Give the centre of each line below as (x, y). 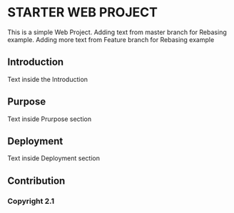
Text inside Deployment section (54, 158)
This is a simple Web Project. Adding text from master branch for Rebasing (117, 32)
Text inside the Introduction (47, 79)
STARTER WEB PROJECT (83, 12)
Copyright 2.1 (31, 201)
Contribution (36, 181)
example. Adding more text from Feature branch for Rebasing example (111, 39)
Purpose (27, 102)
